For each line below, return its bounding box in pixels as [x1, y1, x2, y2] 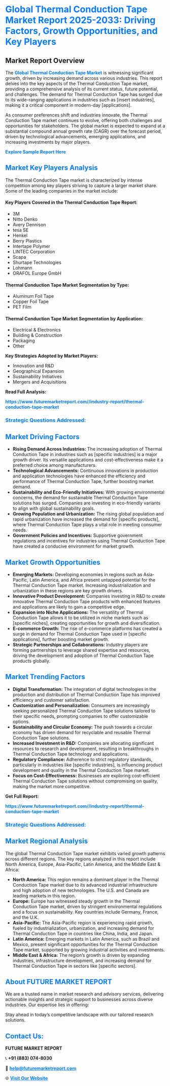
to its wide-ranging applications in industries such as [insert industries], [5, 97, 155, 103]
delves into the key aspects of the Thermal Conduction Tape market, [5, 80, 149, 86]
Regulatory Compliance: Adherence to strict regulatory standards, [12, 756, 153, 762]
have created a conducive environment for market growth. [12, 543, 134, 550]
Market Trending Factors [5, 673, 85, 681]
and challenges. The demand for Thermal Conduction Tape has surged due [5, 92, 163, 97]
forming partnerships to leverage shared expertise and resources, [12, 647, 151, 653]
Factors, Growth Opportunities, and [5, 25, 158, 37]
